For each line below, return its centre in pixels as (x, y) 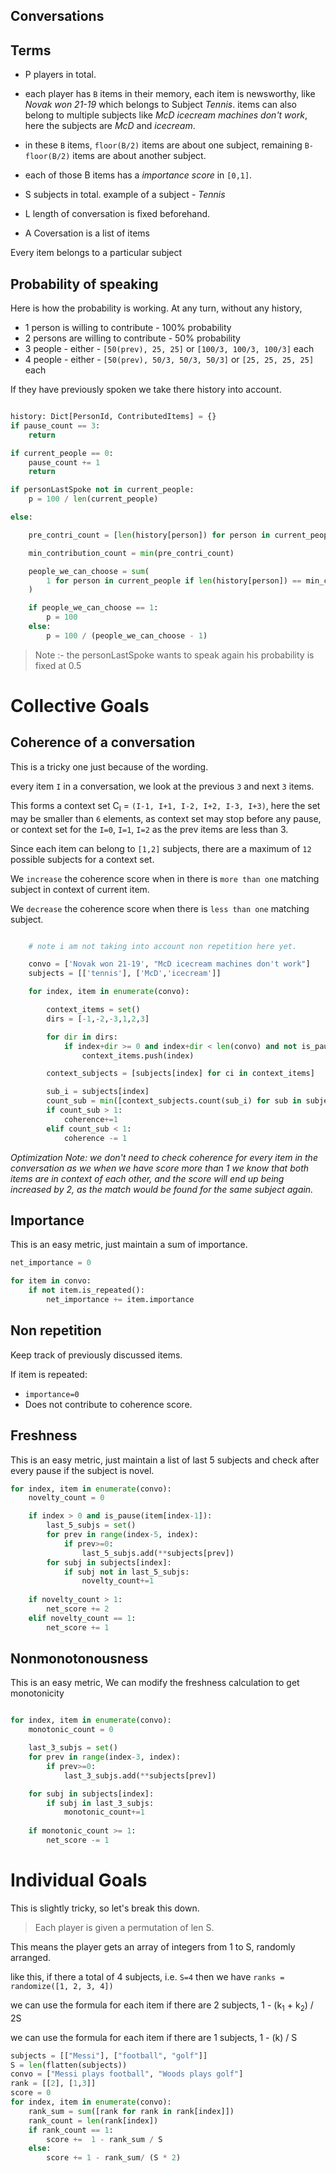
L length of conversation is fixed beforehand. (117, 214)
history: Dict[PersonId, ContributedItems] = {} (113, 417)
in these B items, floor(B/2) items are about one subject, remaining (163, 145)
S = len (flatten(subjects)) (69, 2065)
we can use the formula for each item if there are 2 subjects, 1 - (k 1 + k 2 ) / (162, 2006)
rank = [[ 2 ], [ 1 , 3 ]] (53, 2084)
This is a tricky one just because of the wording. (109, 766)
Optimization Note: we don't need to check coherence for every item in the (164, 1157)
